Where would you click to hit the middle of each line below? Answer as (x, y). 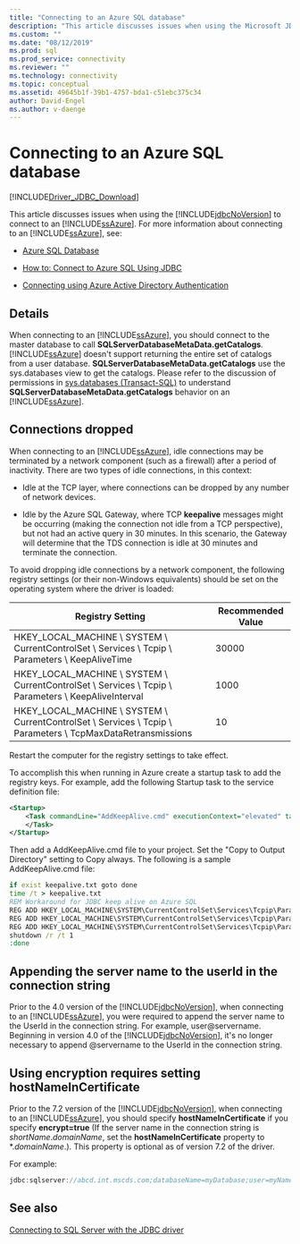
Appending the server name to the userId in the (144, 971)
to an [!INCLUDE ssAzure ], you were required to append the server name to (147, 1017)
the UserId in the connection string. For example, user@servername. (135, 1026)
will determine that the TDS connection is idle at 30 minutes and (140, 543)
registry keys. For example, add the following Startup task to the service (142, 782)
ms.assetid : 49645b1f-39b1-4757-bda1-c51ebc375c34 (105, 92)
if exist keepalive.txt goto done (74, 885)
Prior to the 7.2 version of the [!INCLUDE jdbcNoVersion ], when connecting (146, 1108)
